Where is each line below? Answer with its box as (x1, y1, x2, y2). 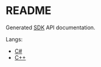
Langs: (5, 35, 23, 43)
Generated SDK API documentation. (5, 24, 96, 31)
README (5, 4, 52, 18)
